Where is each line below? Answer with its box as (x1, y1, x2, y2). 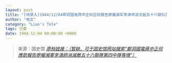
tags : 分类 (5, 26, 27, 31)
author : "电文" (5, 17, 36, 22)
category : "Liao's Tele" (5, 21, 58, 27)
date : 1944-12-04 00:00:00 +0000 (5, 31, 77, 36)
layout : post (5, 7, 33, 13)
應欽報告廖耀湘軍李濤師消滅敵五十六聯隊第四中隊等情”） (17, 52, 137, 58)
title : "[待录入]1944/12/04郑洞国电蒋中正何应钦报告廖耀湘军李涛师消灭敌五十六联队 (5, 12, 165, 17)
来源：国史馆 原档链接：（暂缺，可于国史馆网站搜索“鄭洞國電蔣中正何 (17, 46, 163, 51)
